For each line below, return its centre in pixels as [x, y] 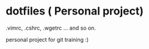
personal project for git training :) [47, 39]
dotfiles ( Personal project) [75, 11]
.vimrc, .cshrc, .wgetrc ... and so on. [51, 28]
